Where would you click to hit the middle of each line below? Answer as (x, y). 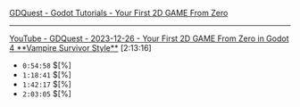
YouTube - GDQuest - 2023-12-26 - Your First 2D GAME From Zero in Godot (149, 38)
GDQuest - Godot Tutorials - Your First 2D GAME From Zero (119, 13)
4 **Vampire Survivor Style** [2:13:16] (80, 48)
